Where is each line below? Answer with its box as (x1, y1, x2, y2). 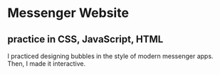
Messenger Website (7, 5, 130, 21)
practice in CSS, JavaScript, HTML (7, 33, 164, 45)
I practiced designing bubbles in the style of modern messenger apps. (7, 52, 214, 60)
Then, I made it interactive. (7, 59, 86, 68)
